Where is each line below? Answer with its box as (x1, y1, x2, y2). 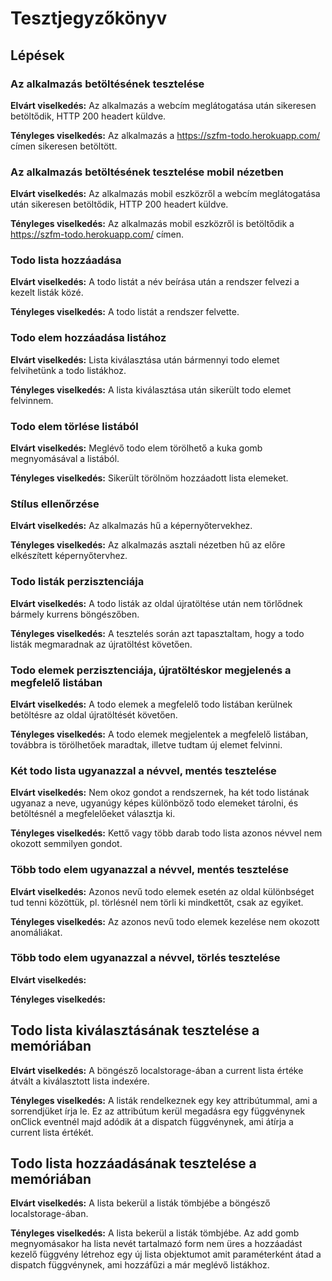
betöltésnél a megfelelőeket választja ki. (10, 808, 176, 820)
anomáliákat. (10, 926, 63, 938)
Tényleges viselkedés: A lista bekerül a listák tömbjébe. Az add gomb (10, 1227, 300, 1239)
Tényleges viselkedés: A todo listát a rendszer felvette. (10, 306, 240, 318)
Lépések (10, 47, 65, 64)
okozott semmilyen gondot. (10, 838, 123, 850)
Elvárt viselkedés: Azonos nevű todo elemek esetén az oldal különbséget (10, 885, 315, 897)
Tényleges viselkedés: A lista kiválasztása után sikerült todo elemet (10, 383, 292, 396)
